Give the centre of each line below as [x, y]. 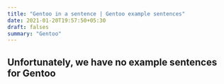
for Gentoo [32, 73]
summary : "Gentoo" [34, 34]
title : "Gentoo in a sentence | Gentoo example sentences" [96, 14]
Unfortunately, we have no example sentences [112, 62]
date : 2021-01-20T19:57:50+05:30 [57, 20]
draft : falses [28, 27]
